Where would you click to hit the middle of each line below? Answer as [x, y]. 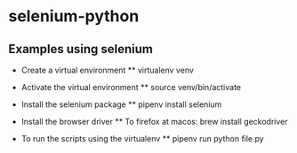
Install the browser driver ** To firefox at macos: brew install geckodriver [154, 122]
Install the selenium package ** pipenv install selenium [121, 104]
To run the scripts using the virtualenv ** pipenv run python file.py [142, 138]
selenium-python [74, 16]
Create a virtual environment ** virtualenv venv [108, 70]
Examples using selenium [80, 49]
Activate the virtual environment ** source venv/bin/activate [131, 87]
